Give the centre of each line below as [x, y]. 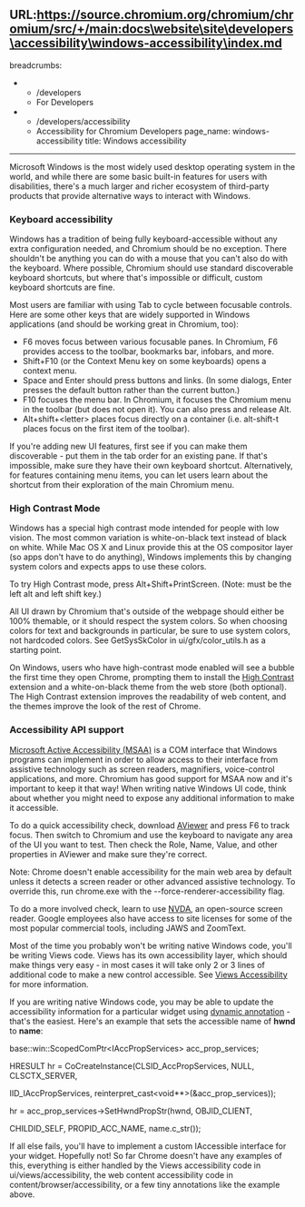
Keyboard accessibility [61, 219]
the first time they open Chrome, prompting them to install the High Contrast [152, 678]
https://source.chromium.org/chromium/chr [165, 15]
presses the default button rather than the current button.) [131, 391]
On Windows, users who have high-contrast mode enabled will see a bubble [152, 668]
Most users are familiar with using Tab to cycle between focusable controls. [151, 305]
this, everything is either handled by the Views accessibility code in [135, 1165]
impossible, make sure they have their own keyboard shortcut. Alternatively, [151, 466]
